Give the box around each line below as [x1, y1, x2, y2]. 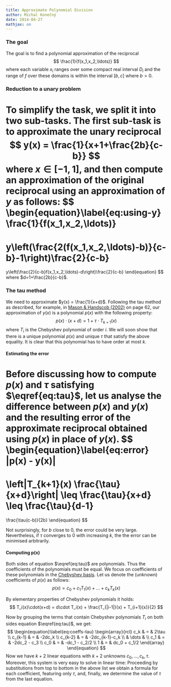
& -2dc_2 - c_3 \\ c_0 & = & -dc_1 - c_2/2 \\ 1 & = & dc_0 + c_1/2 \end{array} [8, 639, 165, 646]
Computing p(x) [6, 549, 40, 555]
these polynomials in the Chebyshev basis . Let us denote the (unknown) [6, 572, 158, 578]
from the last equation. [6, 676, 54, 682]
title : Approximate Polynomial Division [6, 7, 93, 13]
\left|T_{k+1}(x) [6, 478, 72, 490]
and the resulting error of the [6, 412, 131, 424]
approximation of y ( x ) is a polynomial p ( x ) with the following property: [6, 309, 153, 315]
